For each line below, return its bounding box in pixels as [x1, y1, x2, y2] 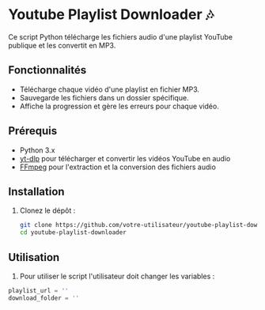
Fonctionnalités [8, 63, 87, 77]
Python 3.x [19, 145, 55, 155]
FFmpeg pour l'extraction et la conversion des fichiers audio [19, 162, 216, 172]
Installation [8, 184, 65, 198]
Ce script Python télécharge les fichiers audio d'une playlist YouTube [8, 32, 233, 41]
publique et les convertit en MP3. [8, 40, 116, 50]
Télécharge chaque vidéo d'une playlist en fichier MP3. [19, 85, 200, 94]
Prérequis [8, 124, 58, 138]
